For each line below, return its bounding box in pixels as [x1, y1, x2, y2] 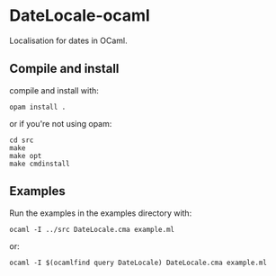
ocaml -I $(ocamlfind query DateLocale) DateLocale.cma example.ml [9, 258, 268, 267]
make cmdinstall [9, 159, 70, 168]
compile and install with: [9, 85, 99, 95]
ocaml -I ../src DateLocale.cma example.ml [9, 225, 175, 234]
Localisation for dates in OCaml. [9, 35, 128, 46]
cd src [9, 136, 34, 145]
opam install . [9, 102, 67, 111]
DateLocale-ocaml [9, 5, 150, 26]
